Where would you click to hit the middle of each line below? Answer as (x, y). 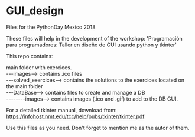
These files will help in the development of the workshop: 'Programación (94, 38)
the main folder (25, 86)
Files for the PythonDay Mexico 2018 (51, 27)
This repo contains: (30, 56)
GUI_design (35, 11)
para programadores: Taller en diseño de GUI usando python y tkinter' (92, 45)
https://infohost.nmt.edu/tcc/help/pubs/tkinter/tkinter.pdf (75, 116)
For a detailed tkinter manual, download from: (61, 110)
